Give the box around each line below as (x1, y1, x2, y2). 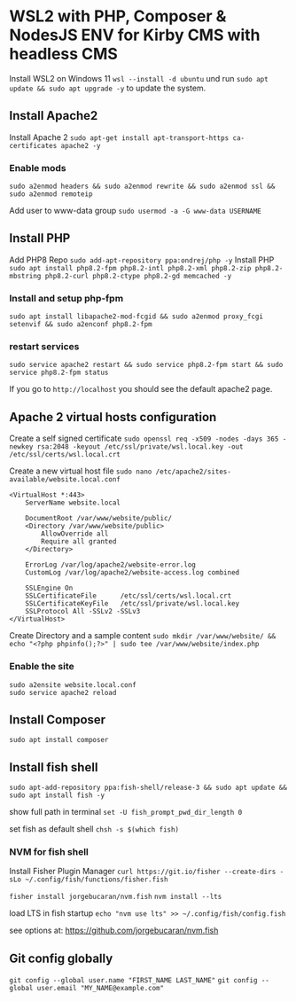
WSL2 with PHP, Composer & (9, 6, 227, 27)
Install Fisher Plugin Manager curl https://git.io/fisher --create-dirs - (9, 866, 284, 877)
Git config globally (9, 950, 113, 966)
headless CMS (9, 44, 118, 64)
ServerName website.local (25, 498, 121, 507)
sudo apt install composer (9, 736, 109, 745)
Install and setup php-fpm (9, 292, 124, 304)
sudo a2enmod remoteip (9, 190, 93, 199)
